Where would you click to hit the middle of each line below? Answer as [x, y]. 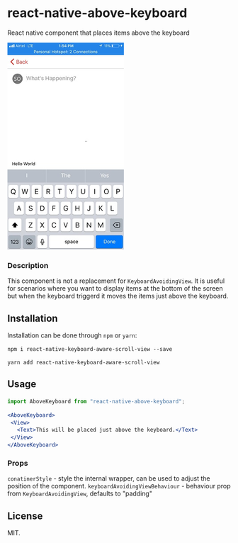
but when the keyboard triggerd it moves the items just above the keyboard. [118, 296]
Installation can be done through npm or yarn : [72, 335]
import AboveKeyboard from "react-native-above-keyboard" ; [96, 401]
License [25, 516]
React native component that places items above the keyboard [98, 33]
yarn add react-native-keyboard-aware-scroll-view [84, 363]
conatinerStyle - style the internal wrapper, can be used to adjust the [109, 478]
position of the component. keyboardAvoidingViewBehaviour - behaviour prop [119, 486]
